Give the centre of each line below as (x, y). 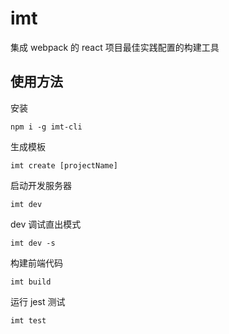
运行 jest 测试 (38, 301)
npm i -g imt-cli (46, 127)
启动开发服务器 (41, 185)
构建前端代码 (36, 263)
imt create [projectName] (64, 165)
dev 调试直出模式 (46, 224)
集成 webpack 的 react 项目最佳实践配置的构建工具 (115, 47)
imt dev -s (33, 243)
